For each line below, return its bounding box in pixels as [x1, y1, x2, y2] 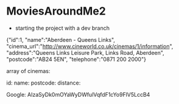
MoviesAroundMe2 [6, 4, 107, 18]
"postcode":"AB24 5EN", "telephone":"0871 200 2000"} [6, 55, 146, 63]
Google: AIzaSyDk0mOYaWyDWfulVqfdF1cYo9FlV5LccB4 [6, 91, 150, 98]
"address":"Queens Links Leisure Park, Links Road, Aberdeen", [6, 49, 164, 56]
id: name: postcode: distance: [6, 79, 81, 86]
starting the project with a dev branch [15, 24, 110, 32]
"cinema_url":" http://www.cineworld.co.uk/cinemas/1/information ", [6, 43, 174, 50]
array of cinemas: [6, 67, 51, 74]
